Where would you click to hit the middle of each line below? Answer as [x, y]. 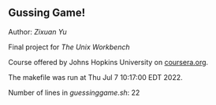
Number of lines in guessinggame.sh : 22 [74, 92]
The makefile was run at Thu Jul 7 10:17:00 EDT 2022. [95, 77]
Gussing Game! [47, 13]
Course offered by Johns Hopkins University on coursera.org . [108, 62]
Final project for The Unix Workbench [69, 47]
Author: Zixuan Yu [37, 31]
